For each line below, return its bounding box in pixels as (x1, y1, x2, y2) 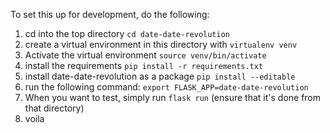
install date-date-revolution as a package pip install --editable (24, 70, 296, 82)
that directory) (24, 102, 85, 114)
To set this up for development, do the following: (10, 9, 210, 20)
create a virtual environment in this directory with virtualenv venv (24, 39, 298, 50)
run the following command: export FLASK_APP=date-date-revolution (24, 81, 309, 93)
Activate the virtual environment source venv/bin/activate (24, 49, 267, 61)
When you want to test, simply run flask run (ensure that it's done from (24, 92, 322, 103)
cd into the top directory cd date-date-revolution (24, 28, 230, 39)
